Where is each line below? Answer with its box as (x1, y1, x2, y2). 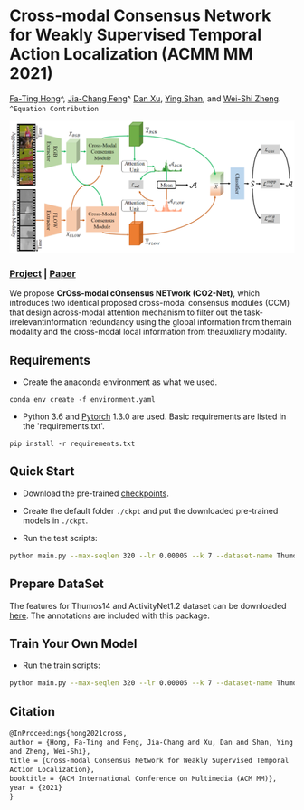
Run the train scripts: (22, 660, 101, 671)
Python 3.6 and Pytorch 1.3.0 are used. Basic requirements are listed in (22, 411, 287, 422)
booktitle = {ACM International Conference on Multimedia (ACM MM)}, (9, 775, 278, 784)
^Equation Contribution (9, 104, 100, 113)
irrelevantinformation (9, 317, 88, 328)
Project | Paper (9, 267, 77, 280)
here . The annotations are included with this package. (9, 610, 210, 621)
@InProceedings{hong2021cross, (9, 729, 128, 739)
